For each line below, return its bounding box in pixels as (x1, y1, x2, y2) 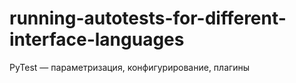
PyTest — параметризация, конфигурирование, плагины (9, 61, 251, 73)
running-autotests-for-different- (9, 7, 287, 30)
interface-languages (9, 28, 185, 51)
